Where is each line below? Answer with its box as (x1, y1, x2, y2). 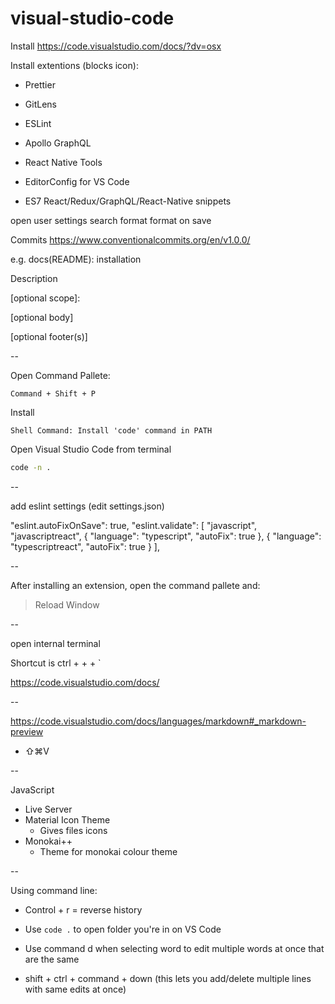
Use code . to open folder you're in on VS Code (24, 923, 222, 935)
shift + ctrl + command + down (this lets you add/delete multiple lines (24, 972, 312, 984)
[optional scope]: (10, 292, 81, 304)
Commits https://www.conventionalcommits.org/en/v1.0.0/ (10, 233, 251, 246)
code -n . (10, 462, 52, 472)
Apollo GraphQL (24, 137, 92, 149)
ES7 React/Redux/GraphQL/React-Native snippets (24, 195, 232, 207)
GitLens (24, 98, 57, 110)
